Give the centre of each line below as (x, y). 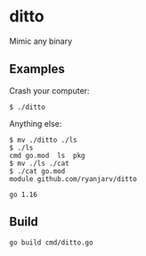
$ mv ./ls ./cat (39, 163)
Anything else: (36, 123)
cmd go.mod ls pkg (48, 155)
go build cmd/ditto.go (51, 243)
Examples (37, 69)
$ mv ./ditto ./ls (43, 140)
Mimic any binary (41, 41)
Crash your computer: (49, 90)
